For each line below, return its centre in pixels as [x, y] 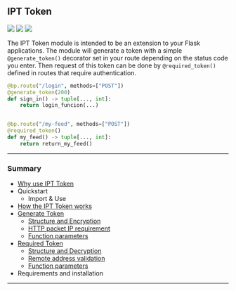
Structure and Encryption [64, 221]
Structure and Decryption [65, 251]
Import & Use [47, 199]
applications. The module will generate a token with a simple [95, 50]
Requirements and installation [60, 273]
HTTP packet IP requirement [69, 228]
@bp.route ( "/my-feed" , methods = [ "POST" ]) [69, 124]
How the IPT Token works [55, 206]
